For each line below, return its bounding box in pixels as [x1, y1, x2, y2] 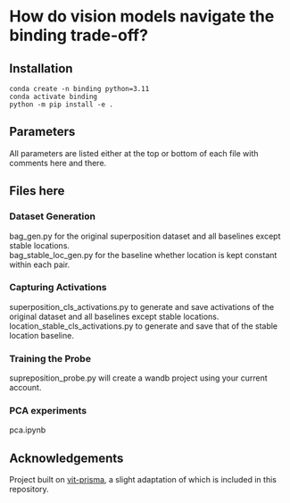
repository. [9, 484, 49, 495]
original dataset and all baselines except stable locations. [9, 311, 220, 322]
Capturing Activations [9, 281, 107, 294]
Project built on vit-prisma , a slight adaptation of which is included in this [9, 474, 277, 485]
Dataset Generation [9, 210, 96, 222]
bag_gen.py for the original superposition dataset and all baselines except [9, 231, 281, 241]
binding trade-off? [9, 25, 149, 46]
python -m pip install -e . [9, 100, 114, 109]
